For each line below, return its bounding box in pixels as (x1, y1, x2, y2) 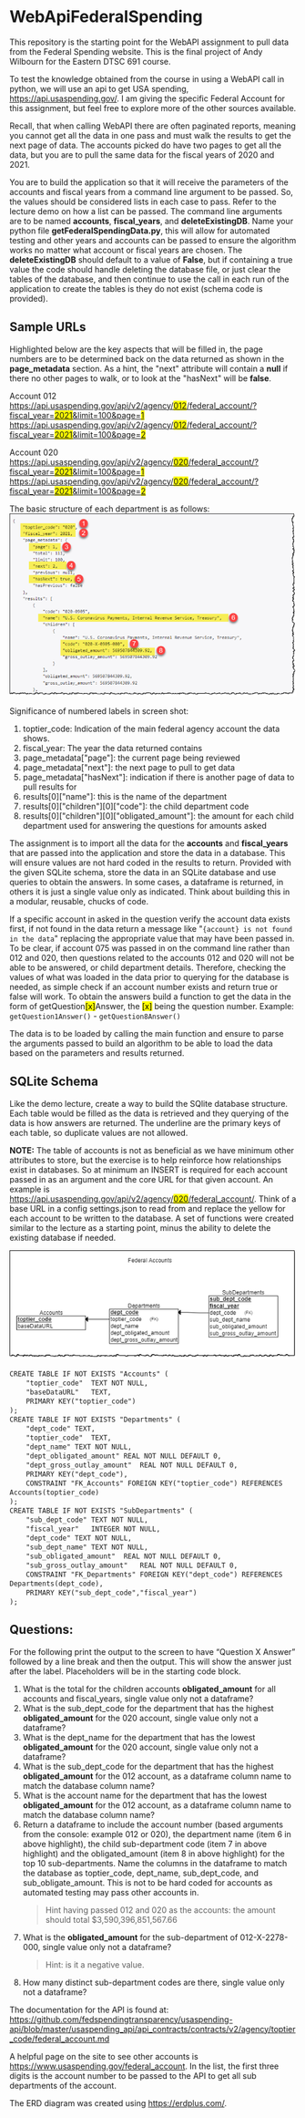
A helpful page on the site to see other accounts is (9, 2051, 198, 2061)
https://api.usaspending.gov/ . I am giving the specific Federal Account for (9, 93, 285, 104)
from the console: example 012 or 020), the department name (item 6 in (22, 1828, 291, 1839)
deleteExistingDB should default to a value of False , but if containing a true (9, 253, 293, 265)
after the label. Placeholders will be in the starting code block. (9, 1666, 241, 1677)
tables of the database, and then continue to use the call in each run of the (9, 274, 290, 284)
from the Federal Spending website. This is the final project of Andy (9, 46, 263, 57)
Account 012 (9, 390, 57, 401)
